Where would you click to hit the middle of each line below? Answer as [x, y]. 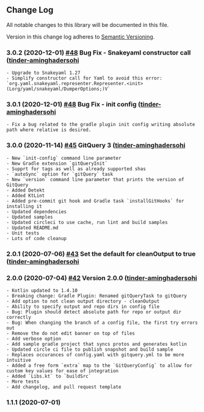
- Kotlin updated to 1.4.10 [42, 290]
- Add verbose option [34, 339]
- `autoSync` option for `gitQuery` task [60, 174]
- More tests [23, 381]
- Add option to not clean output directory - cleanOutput [83, 301]
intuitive [19, 360]
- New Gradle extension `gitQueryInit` [57, 163]
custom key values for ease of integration [63, 371]
